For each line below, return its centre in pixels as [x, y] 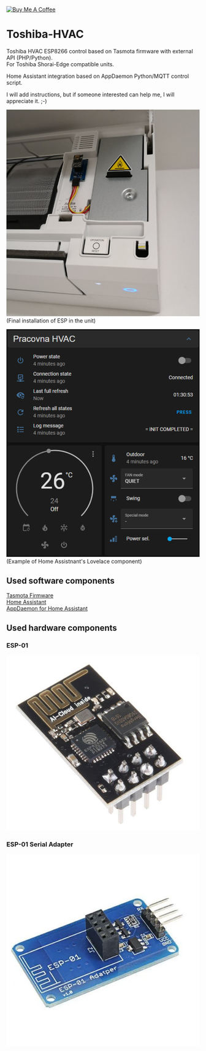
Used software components [61, 580]
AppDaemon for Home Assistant [47, 609]
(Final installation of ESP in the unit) [51, 321]
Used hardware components [62, 628]
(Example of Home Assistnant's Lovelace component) [74, 562]
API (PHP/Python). [30, 58]
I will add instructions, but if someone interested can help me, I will [90, 94]
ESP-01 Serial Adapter [40, 844]
